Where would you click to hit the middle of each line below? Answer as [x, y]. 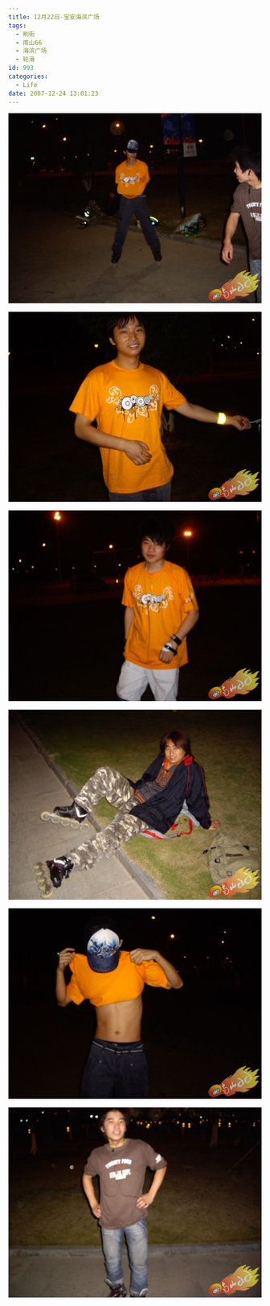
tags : [17, 25]
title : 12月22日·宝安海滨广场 [54, 17]
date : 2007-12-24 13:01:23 [53, 93]
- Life [27, 84]
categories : [28, 76]
